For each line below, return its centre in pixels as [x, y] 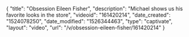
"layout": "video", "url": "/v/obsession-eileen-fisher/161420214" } [86, 27]
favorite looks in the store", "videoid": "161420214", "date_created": [88, 15]
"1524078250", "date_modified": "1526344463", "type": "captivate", [89, 21]
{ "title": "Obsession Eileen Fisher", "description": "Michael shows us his [94, 9]
